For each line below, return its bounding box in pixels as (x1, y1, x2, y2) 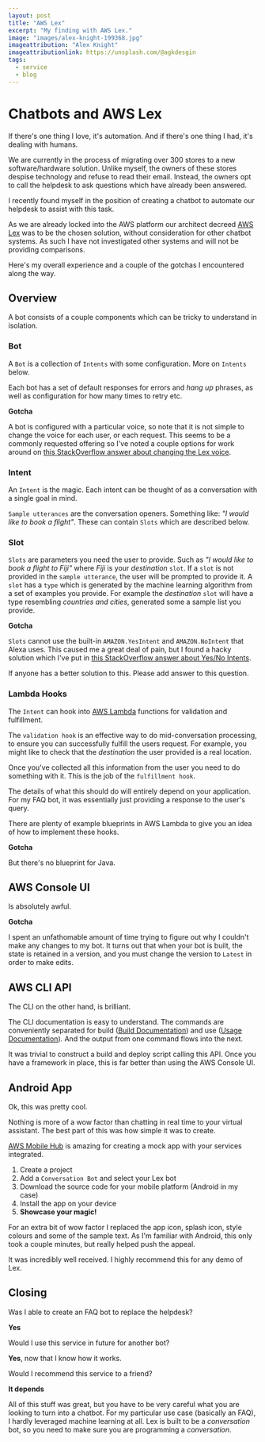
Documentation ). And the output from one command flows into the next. (8, 1034, 244, 1044)
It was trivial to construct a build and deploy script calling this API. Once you (8, 1049, 257, 1059)
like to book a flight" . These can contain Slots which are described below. (8, 517, 250, 526)
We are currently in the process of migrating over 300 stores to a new (8, 155, 236, 164)
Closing (8, 1286, 47, 1300)
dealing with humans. (8, 140, 78, 149)
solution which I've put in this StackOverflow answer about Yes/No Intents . (8, 653, 252, 663)
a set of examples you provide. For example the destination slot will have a (8, 589, 254, 598)
